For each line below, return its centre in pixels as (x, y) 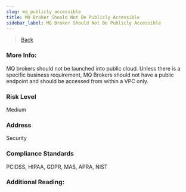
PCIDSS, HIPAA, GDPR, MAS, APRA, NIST (57, 167)
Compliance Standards (40, 154)
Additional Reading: (35, 182)
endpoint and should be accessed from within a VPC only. (77, 81)
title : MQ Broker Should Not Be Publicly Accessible (73, 17)
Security (16, 138)
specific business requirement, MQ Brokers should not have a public (90, 75)
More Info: (21, 56)
